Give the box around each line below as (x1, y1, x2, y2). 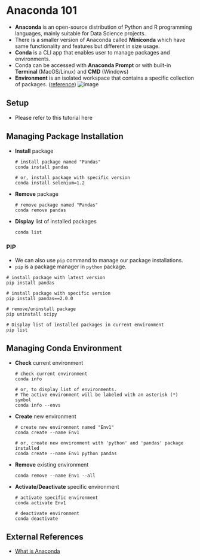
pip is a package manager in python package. (14, 263, 127, 270)
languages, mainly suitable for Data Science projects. (14, 29, 146, 37)
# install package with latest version (6, 274, 106, 280)
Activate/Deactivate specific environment (14, 483, 119, 490)
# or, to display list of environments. (14, 386, 117, 392)
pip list (6, 327, 28, 333)
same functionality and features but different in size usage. (14, 43, 160, 50)
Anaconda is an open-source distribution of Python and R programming (14, 23, 192, 31)
